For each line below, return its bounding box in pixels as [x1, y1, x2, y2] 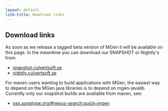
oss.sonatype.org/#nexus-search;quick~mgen [12, 100, 110, 106]
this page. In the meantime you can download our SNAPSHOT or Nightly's [5, 49, 159, 55]
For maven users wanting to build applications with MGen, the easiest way [5, 80, 160, 86]
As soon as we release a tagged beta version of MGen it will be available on [5, 44, 163, 50]
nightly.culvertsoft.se [12, 70, 57, 76]
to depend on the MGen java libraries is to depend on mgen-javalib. [5, 85, 146, 91]
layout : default [5, 7, 39, 13]
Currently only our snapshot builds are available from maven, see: [5, 90, 143, 96]
